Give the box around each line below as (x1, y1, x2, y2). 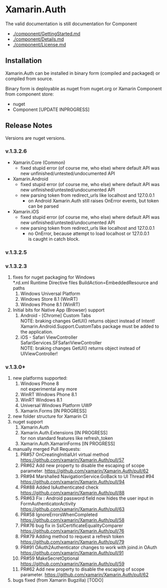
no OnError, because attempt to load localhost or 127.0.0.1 (28, 230, 150, 236)
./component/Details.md (12, 36, 64, 42)
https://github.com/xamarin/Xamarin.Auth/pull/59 (20, 561, 124, 567)
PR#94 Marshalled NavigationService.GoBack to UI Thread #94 (20, 473, 155, 480)
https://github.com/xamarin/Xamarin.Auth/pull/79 (20, 539, 124, 545)
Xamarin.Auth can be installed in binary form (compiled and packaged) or (5, 70, 160, 76)
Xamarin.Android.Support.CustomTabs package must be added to (20, 323, 159, 329)
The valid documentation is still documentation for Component (5, 21, 137, 27)
